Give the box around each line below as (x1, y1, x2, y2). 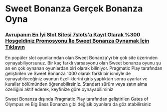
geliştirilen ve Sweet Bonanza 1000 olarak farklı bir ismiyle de (5, 70, 131, 77)
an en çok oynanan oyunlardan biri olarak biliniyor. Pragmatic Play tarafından (5, 65, 163, 71)
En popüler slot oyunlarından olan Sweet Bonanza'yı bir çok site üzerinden (5, 55, 158, 61)
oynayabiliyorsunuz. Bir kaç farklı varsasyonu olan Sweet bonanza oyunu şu (5, 60, 161, 66)
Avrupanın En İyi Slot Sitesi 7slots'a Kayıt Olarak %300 (5, 31, 141, 38)
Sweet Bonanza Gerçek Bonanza (5, 3, 143, 14)
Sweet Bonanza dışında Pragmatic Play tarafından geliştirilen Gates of (5, 96, 149, 102)
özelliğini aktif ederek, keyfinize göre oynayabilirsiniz (5, 86, 114, 92)
